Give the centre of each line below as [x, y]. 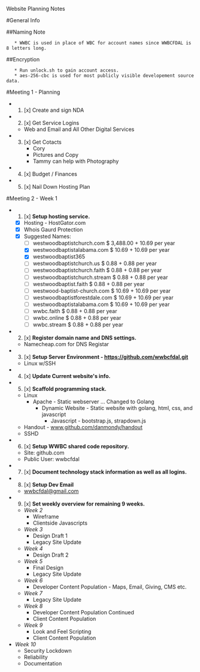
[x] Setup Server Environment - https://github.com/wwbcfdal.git [106, 357]
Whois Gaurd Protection [53, 230]
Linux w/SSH [40, 363]
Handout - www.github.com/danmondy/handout [83, 427]
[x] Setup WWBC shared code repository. [76, 446]
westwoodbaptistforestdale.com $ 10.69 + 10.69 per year [103, 298]
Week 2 [33, 510]
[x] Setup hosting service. [57, 216]
